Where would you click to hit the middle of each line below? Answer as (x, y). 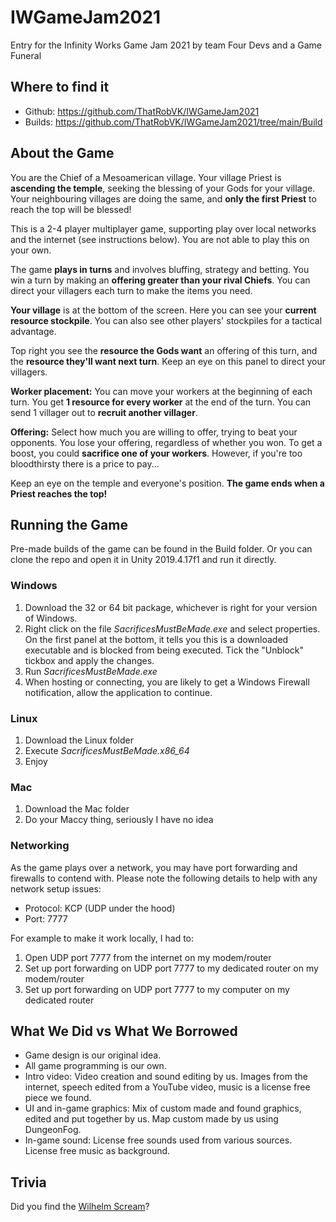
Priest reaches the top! (59, 493)
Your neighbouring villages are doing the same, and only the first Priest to (163, 198)
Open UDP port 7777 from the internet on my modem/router (148, 957)
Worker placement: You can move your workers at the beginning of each (161, 391)
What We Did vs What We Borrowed (124, 1031)
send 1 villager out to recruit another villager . (104, 412)
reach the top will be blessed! (71, 209)
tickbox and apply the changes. (89, 660)
